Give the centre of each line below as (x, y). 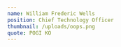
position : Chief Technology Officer (60, 20)
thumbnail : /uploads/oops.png (51, 26)
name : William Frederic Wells (51, 13)
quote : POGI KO (29, 33)
